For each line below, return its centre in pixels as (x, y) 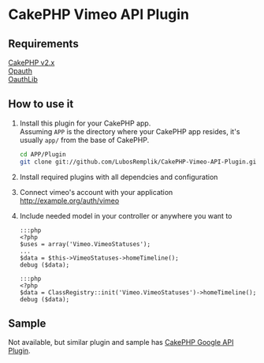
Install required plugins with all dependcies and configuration (119, 177)
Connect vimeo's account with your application (96, 192)
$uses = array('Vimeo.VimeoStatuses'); (85, 244)
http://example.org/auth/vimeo (69, 200)
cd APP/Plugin (43, 154)
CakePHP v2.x (32, 62)
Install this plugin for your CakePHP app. (85, 123)
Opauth (20, 71)
